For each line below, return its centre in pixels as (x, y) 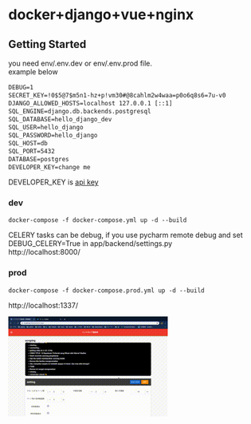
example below (33, 72)
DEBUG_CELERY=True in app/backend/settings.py (90, 244)
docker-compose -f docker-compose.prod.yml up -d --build (106, 290)
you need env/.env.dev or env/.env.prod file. (80, 63)
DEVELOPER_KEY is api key (53, 182)
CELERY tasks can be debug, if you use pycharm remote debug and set (125, 235)
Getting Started (47, 44)
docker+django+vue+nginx (101, 15)
